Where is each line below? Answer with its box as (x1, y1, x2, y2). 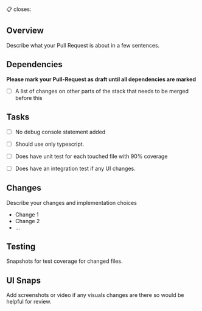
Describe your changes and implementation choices (6, 199, 137, 206)
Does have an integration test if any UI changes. (15, 165, 136, 172)
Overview (6, 26, 44, 36)
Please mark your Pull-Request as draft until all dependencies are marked (6, 76, 197, 83)
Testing (6, 241, 36, 252)
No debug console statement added (15, 128, 106, 135)
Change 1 (15, 210, 39, 218)
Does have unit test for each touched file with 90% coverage (15, 152, 168, 160)
